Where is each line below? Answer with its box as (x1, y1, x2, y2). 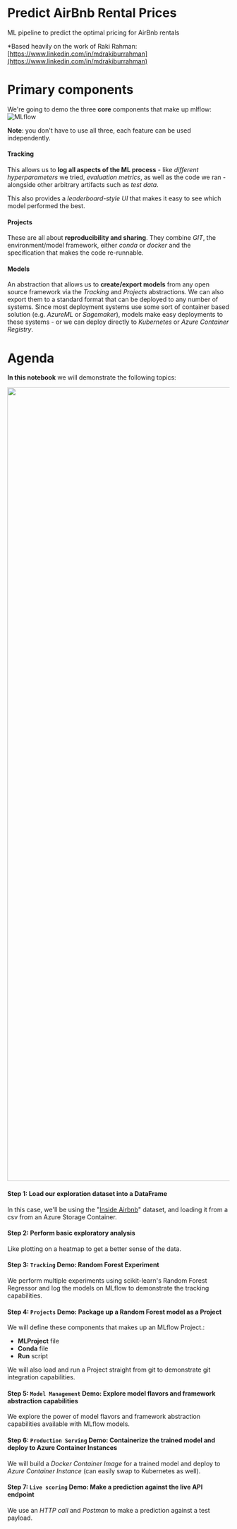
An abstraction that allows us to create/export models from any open (7, 280, 210, 289)
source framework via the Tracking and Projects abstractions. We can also (7, 288, 224, 296)
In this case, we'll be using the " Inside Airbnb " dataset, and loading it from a (7, 1205, 228, 1214)
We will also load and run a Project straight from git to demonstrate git (7, 1365, 211, 1374)
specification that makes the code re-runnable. (7, 248, 144, 257)
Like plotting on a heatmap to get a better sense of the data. (7, 1244, 182, 1253)
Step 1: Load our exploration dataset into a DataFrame (7, 1190, 168, 1198)
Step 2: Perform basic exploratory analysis (7, 1229, 135, 1238)
